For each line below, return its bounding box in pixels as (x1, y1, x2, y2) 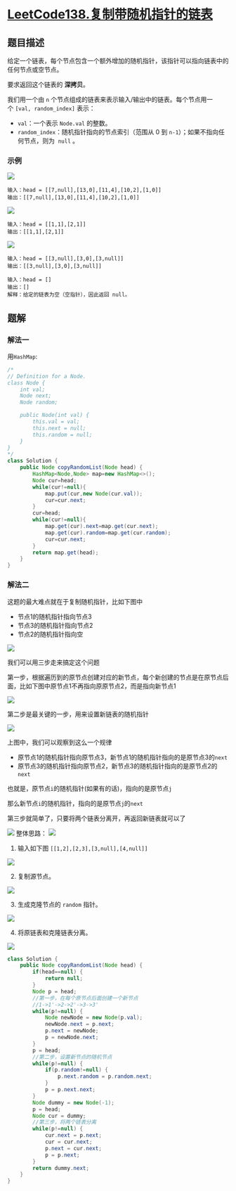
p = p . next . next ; (44, 1086, 96, 1093)
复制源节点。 (17, 872, 55, 880)
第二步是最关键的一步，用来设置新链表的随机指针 (7, 709, 149, 718)
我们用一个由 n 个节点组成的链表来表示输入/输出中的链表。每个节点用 (7, 96, 207, 103)
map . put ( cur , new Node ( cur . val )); (44, 490, 143, 497)
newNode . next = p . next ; (44, 1021, 114, 1028)
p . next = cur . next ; (44, 1145, 102, 1152)
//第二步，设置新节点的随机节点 (32, 1053, 112, 1060)
